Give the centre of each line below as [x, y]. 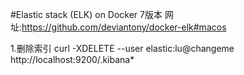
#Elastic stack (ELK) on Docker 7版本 [86, 14]
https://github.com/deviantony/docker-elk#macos [124, 27]
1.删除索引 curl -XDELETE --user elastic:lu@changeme [122, 48]
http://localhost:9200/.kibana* [72, 59]
